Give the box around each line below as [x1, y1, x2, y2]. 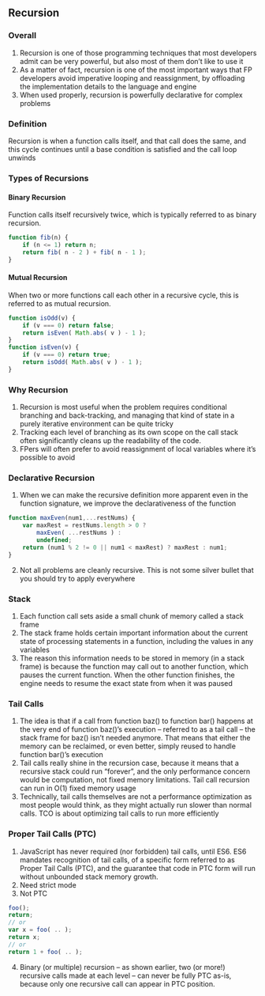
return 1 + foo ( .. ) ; [8, 948, 83, 956]
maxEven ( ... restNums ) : [36, 529, 122, 537]
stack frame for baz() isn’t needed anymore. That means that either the [19, 733, 251, 743]
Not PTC [19, 888, 48, 898]
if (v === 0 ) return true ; [22, 351, 111, 359]
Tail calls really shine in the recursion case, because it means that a [19, 759, 239, 768]
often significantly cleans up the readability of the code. [19, 436, 201, 445]
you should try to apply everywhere [19, 574, 136, 583]
